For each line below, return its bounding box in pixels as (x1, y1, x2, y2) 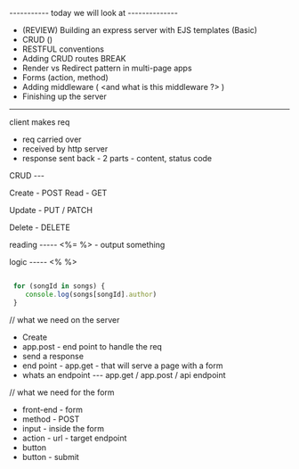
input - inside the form (21, 423, 105, 433)
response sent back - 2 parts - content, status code (21, 153, 213, 163)
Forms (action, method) (21, 72, 109, 83)
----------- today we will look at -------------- (9, 8, 178, 18)
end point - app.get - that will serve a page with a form (21, 360, 223, 371)
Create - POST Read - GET (9, 187, 108, 198)
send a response (21, 350, 85, 361)
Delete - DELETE (9, 222, 71, 233)
